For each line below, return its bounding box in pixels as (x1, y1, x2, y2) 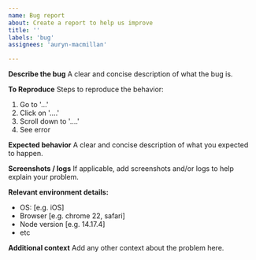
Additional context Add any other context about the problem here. (8, 243, 224, 253)
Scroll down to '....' (19, 117, 80, 126)
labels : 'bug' (8, 33, 55, 42)
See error (19, 125, 51, 135)
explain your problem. (8, 173, 79, 182)
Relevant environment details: (8, 188, 109, 197)
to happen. (8, 149, 43, 158)
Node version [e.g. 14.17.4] (19, 220, 106, 229)
